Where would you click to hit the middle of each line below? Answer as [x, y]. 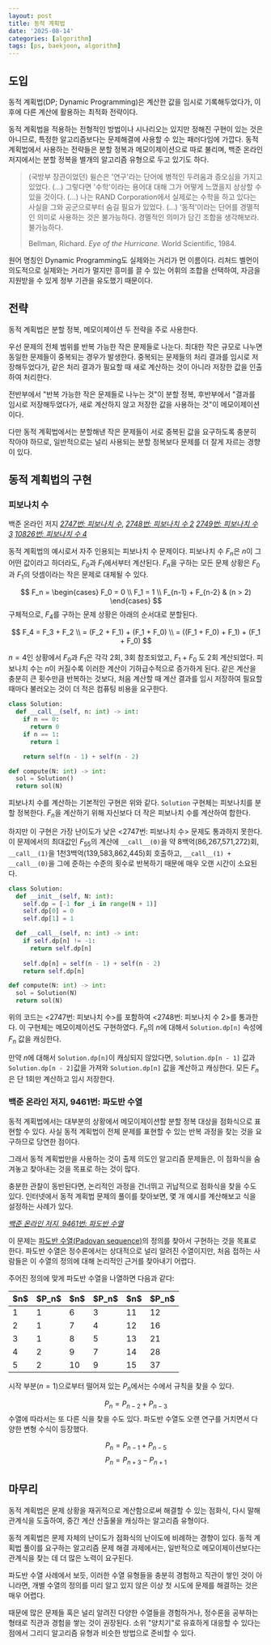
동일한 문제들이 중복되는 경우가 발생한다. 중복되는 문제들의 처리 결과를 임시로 [129, 356]
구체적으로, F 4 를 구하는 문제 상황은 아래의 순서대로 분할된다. [103, 615]
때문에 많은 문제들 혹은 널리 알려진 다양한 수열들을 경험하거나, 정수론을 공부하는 [133, 1613]
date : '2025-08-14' [41, 31]
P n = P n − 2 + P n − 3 [136, 1404]
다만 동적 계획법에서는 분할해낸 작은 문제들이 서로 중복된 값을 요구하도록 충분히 [133, 431]
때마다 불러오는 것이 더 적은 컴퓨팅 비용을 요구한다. [88, 689]
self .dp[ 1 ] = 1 [49, 919]
